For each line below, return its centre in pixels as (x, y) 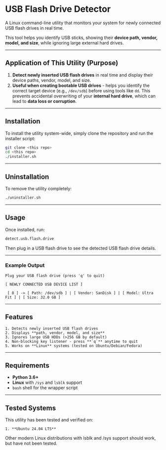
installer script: (20, 138)
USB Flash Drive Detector (58, 9)
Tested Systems (30, 408)
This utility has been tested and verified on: (49, 420)
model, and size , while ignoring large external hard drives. (64, 42)
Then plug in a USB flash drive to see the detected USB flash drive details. (81, 248)
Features (19, 317)
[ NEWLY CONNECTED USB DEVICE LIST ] (44, 284)
